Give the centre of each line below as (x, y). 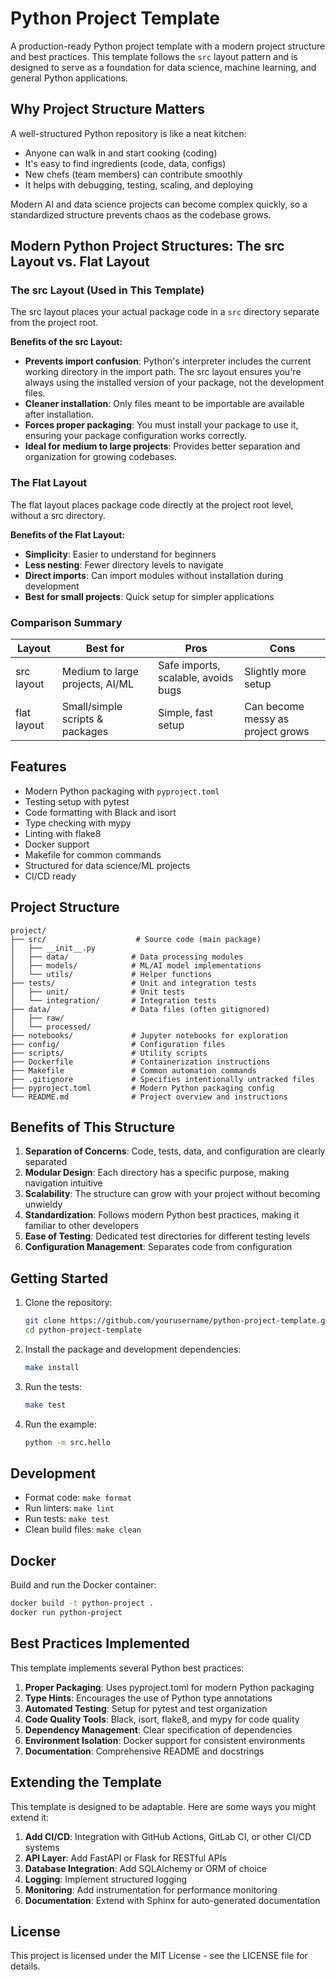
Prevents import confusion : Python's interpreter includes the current (168, 361)
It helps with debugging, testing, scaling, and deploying (138, 184)
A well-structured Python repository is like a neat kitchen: (128, 133)
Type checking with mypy (78, 823)
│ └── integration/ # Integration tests (113, 1000)
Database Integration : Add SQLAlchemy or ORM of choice (145, 1868)
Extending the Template (86, 1782)
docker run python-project (66, 1613)
